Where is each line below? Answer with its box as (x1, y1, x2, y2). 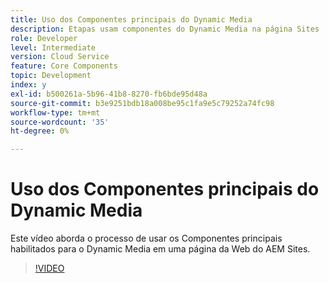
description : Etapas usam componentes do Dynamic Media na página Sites (10, 24, 320, 34)
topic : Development (10, 71, 92, 81)
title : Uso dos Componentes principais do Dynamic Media (10, 14, 253, 25)
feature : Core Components (10, 61, 118, 71)
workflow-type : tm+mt (10, 107, 101, 118)
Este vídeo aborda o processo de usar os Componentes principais (10, 232, 283, 245)
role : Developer (10, 33, 78, 43)
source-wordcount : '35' (10, 117, 110, 127)
